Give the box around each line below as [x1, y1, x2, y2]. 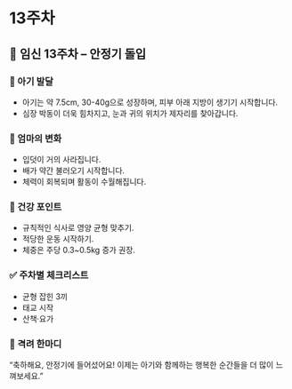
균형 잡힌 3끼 [21, 290, 69, 302]
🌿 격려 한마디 [9, 337, 62, 350]
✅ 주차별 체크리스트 [9, 269, 89, 282]
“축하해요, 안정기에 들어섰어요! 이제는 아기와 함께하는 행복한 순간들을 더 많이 [9, 360, 274, 370]
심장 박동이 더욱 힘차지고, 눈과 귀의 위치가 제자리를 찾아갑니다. [21, 107, 239, 118]
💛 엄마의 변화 [9, 132, 62, 145]
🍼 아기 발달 [9, 75, 53, 87]
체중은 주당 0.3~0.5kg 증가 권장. [21, 245, 136, 256]
